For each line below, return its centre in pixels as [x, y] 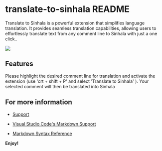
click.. [11, 39]
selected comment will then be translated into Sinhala [60, 86]
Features [19, 64]
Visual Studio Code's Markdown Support [54, 124]
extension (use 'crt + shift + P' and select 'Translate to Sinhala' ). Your [77, 81]
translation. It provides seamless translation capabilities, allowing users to [81, 28]
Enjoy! [12, 143]
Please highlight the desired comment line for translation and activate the [80, 76]
